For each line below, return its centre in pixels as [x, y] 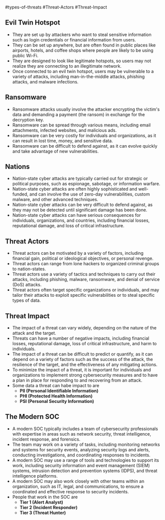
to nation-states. [29, 269]
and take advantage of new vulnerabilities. [55, 151]
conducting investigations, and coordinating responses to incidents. [81, 455]
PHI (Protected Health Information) [56, 396]
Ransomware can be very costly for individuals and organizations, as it [84, 135]
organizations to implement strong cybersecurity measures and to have [85, 375]
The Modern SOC [32, 417]
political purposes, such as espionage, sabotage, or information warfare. [86, 184]
